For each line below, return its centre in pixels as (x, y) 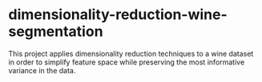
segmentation (56, 31)
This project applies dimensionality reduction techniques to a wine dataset (131, 53)
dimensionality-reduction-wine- (118, 15)
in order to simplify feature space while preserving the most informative (127, 62)
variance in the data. (42, 70)
